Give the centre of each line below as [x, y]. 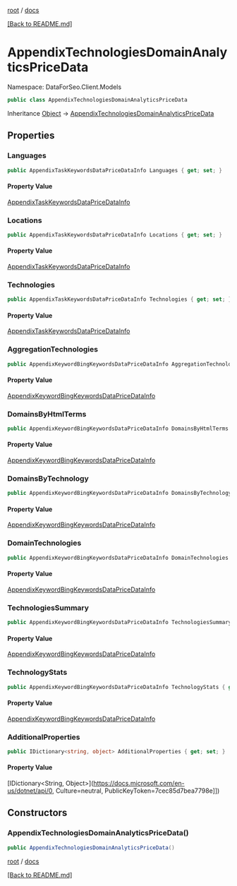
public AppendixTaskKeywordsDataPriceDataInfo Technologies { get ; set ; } [120, 299]
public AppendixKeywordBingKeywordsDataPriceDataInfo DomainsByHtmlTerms [118, 429]
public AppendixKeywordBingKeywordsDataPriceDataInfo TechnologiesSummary [120, 623]
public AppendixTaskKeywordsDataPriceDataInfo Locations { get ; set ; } [115, 235]
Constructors [37, 813]
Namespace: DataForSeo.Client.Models [65, 87]
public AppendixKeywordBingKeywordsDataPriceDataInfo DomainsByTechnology [120, 493]
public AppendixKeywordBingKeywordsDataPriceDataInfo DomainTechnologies [118, 558]
